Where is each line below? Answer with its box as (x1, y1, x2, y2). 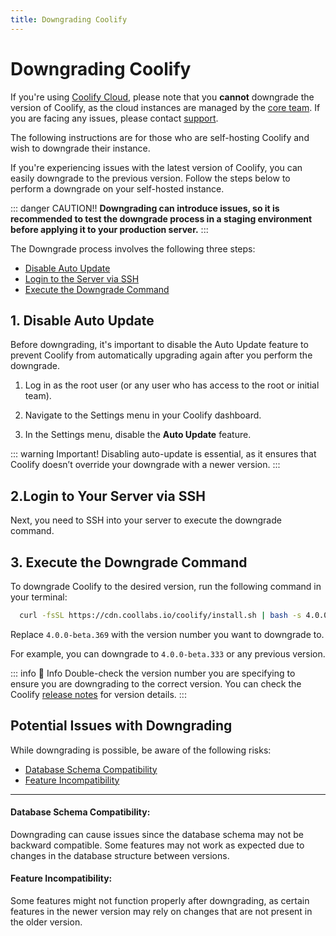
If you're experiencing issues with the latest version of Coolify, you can (10, 161, 303, 173)
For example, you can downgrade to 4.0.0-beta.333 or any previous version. (10, 647, 326, 660)
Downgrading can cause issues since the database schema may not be (10, 828, 304, 840)
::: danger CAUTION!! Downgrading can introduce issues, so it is (10, 202, 280, 214)
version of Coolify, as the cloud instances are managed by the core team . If (10, 101, 321, 113)
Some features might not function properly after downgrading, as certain (10, 895, 310, 907)
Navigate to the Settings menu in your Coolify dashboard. (24, 409, 262, 421)
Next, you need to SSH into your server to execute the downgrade (10, 514, 282, 526)
